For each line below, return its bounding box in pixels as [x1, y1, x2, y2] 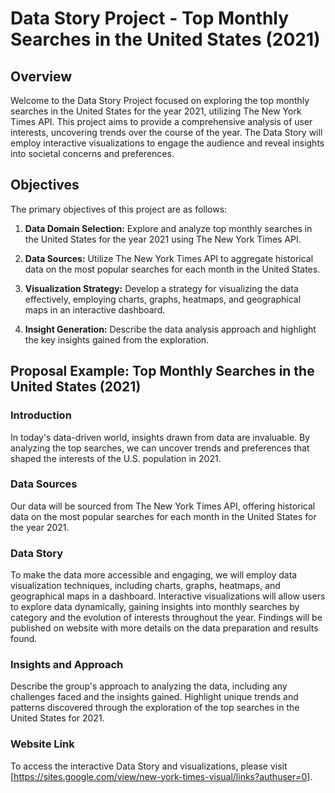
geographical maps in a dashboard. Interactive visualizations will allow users [10, 590, 326, 602]
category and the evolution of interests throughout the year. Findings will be [10, 612, 323, 624]
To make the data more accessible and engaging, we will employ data [10, 569, 298, 581]
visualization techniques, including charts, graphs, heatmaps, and [10, 580, 281, 592]
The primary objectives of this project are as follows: [10, 203, 228, 215]
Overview [10, 68, 73, 85]
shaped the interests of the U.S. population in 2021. [10, 452, 222, 464]
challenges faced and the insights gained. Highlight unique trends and [10, 691, 299, 703]
